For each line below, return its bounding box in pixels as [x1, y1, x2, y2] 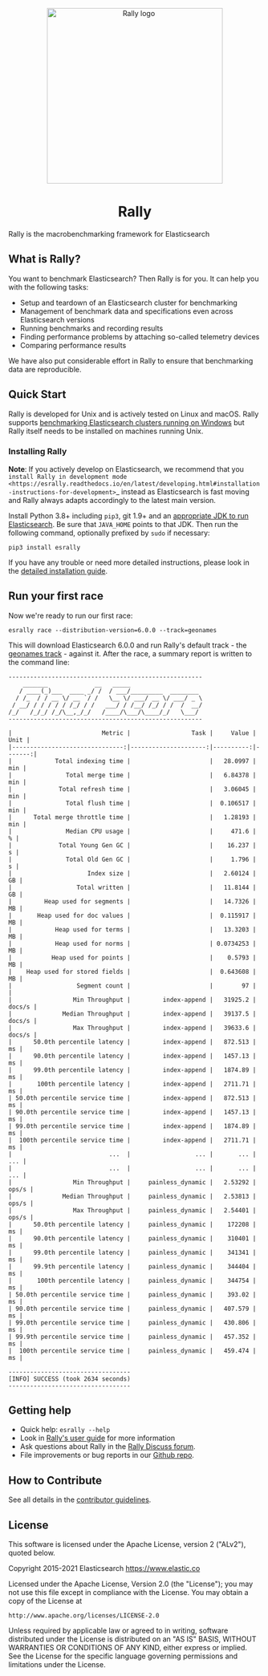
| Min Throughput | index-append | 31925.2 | [8, 996, 257, 1004]
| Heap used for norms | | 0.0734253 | [8, 939, 257, 948]
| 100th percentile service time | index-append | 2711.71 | [8, 1136, 257, 1144]
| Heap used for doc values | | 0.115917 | [8, 911, 257, 919]
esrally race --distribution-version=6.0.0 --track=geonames [8, 626, 217, 634]
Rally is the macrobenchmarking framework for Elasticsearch [8, 229, 210, 238]
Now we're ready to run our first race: [8, 611, 133, 620]
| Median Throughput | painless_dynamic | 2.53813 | [8, 1192, 257, 1200]
